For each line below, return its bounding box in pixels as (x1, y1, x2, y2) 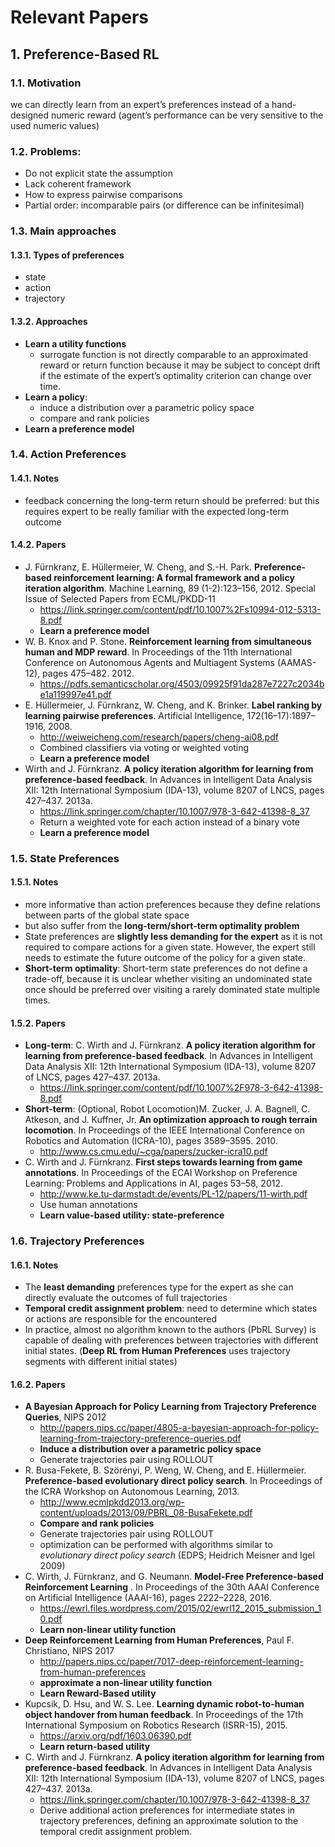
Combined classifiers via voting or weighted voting (39, 741, 250, 753)
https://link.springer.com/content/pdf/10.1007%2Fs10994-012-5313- (39, 603, 322, 615)
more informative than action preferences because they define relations (24, 898, 321, 910)
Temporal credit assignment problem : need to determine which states (24, 1302, 318, 1315)
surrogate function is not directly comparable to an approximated (39, 348, 309, 360)
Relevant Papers (10, 6, 150, 29)
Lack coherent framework (24, 178, 132, 190)
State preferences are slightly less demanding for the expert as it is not (24, 930, 323, 942)
